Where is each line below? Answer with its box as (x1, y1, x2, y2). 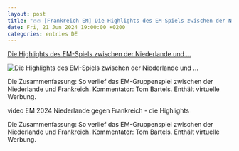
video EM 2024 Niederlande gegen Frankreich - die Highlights (7, 106, 190, 115)
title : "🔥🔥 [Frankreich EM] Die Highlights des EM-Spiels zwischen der (7, 17, 225, 24)
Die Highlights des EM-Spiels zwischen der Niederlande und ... (7, 50, 192, 58)
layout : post (7, 10, 46, 18)
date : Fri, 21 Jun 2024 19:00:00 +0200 (7, 24, 126, 31)
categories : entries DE (7, 30, 78, 38)
